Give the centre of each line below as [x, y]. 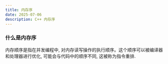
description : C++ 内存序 [30, 19]
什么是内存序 [21, 38]
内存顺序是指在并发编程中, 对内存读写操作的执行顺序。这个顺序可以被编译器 [84, 50]
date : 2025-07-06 [24, 15]
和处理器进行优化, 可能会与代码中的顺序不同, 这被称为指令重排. [70, 56]
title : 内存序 [19, 10]
